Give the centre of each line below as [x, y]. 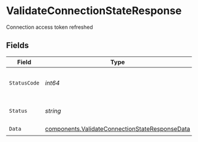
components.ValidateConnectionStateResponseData [118, 129]
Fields [18, 45]
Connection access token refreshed [49, 27]
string [53, 111]
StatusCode [24, 83]
